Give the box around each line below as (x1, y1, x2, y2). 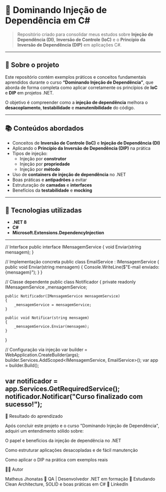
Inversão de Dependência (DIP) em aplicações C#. (17, 42, 122, 48)
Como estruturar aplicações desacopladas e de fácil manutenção (5, 447, 138, 453)
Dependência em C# (5, 15, 90, 26)
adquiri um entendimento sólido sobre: (5, 428, 84, 434)
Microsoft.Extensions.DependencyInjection (12, 230, 105, 236)
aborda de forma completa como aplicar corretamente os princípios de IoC (5, 84, 158, 91)
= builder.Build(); (5, 362, 40, 368)
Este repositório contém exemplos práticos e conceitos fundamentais (5, 74, 147, 80)
